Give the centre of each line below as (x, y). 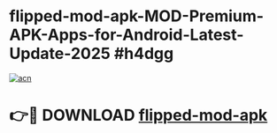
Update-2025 (60, 54)
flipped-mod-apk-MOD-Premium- (136, 16)
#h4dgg (144, 54)
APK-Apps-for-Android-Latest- (127, 35)
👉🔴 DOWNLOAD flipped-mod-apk (138, 115)
